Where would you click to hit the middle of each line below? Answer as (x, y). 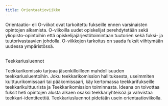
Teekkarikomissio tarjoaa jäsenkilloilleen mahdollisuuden (65, 71)
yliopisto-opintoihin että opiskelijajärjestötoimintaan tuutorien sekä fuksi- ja (84, 35)
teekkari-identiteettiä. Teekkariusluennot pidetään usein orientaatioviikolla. (83, 98)
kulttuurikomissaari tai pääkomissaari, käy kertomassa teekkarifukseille (80, 82)
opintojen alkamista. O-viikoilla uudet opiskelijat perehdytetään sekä (77, 30)
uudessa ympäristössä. (30, 46)
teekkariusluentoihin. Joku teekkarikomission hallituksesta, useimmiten (80, 76)
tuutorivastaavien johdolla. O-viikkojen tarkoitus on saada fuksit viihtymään (84, 41)
